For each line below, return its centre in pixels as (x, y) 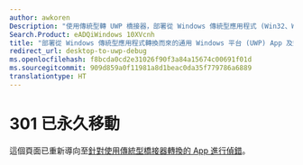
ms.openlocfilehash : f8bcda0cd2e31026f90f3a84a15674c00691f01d (131, 60)
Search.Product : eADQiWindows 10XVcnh (82, 34)
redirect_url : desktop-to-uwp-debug (78, 51)
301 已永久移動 (64, 124)
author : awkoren (40, 18)
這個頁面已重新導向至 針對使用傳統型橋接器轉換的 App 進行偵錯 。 (130, 151)
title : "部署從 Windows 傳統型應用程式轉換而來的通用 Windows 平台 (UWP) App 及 (151, 43)
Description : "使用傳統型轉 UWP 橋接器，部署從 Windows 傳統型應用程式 (133, 26)
